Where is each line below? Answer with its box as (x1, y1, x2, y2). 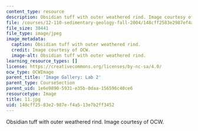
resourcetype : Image (6, 91, 57, 97)
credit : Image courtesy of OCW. (11, 47, 91, 53)
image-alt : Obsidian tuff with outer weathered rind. (11, 53, 146, 58)
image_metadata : (6, 36, 46, 42)
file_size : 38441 (6, 25, 49, 31)
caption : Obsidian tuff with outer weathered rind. (11, 42, 141, 48)
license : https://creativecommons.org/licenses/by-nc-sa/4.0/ (6, 63, 162, 70)
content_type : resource (6, 8, 65, 15)
